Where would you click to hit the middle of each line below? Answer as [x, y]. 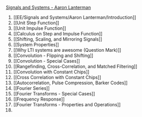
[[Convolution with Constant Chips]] [51, 72]
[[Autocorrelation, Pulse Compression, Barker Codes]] [70, 83]
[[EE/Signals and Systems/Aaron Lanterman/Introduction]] [75, 17]
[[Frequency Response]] [39, 99]
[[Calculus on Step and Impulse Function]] [58, 34]
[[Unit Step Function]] [36, 23]
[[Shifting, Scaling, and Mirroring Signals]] [58, 39]
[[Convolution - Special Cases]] [46, 61]
